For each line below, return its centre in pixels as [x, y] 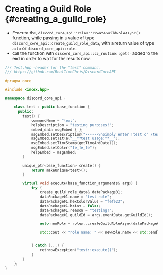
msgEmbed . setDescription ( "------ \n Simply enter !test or [90, 134]
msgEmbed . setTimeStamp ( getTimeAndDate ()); [74, 143]
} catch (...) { [47, 246]
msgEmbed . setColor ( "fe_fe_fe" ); [64, 148]
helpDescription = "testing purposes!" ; [72, 125]
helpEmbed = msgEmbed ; [54, 152]
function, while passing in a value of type [53, 38]
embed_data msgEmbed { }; [57, 130]
